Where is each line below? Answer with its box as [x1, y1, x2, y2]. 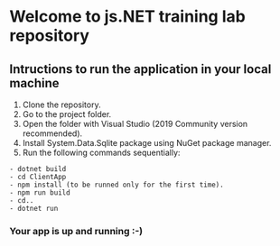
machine [9, 75, 61, 91]
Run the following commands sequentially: [22, 147, 181, 158]
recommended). [22, 128, 83, 139]
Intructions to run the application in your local [9, 61, 272, 77]
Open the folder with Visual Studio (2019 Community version [22, 119, 248, 129]
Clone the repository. [22, 99, 101, 110]
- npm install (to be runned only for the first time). [9, 180, 224, 189]
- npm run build [9, 188, 70, 197]
